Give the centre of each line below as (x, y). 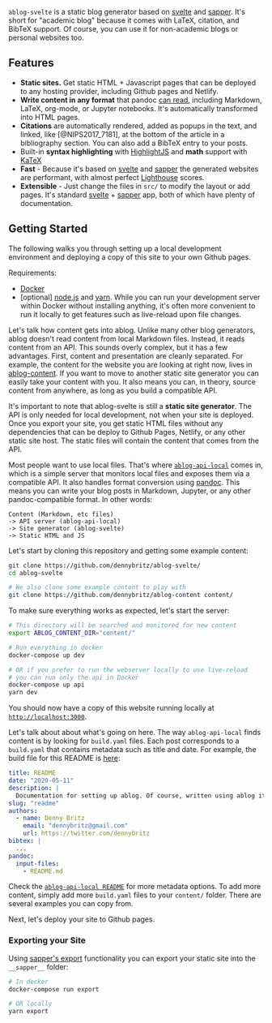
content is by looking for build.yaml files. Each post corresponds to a (124, 741)
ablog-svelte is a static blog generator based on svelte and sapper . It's (127, 12)
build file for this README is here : (64, 759)
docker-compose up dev (47, 655)
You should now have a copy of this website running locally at (111, 708)
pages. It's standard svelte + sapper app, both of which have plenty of (137, 195)
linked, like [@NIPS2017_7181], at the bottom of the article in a (122, 134)
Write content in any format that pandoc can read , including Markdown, (141, 100)
